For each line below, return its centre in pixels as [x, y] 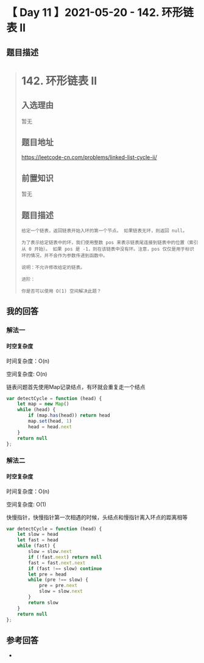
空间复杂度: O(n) [27, 374]
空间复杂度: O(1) [26, 504]
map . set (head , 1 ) [50, 421]
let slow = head [38, 535]
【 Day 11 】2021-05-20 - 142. [83, 13]
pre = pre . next [58, 586]
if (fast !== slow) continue [65, 569]
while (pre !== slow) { [58, 580]
